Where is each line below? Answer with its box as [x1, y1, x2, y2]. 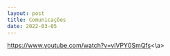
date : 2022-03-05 [7, 23, 57, 29]
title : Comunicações [7, 16, 67, 23]
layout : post [7, 10, 45, 17]
